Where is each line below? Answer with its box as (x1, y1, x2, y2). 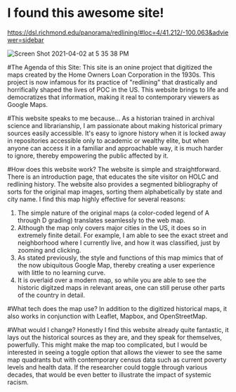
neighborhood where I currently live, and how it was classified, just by (17, 238, 221, 247)
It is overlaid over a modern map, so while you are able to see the (17, 276, 207, 284)
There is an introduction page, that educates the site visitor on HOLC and (7, 172, 219, 181)
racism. (7, 378, 29, 386)
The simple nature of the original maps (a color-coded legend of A (17, 208, 209, 217)
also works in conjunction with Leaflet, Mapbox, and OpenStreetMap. (7, 312, 208, 320)
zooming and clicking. (17, 246, 81, 254)
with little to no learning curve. (17, 268, 106, 277)
